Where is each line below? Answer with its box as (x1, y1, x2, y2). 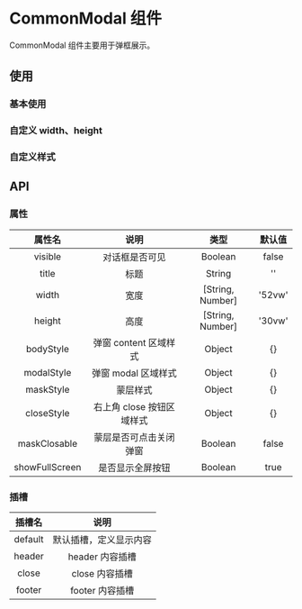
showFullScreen (13, 460, 82, 473)
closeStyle (25, 406, 70, 419)
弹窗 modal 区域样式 (91, 367, 177, 379)
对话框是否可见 (102, 250, 166, 263)
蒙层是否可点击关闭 (93, 431, 175, 443)
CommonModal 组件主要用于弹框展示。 (9, 40, 155, 50)
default (13, 533, 44, 546)
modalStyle (23, 366, 72, 378)
